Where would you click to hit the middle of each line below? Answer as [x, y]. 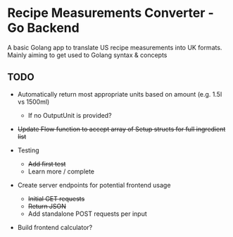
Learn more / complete [61, 171]
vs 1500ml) [33, 102]
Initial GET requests [56, 198]
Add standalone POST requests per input [88, 214]
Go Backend [43, 28]
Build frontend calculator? [55, 227]
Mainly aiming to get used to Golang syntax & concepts [87, 55]
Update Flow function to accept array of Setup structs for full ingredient [121, 129]
